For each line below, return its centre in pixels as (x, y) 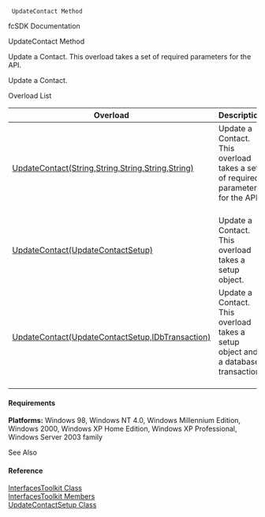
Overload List (30, 96)
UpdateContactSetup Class (52, 505)
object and (238, 352)
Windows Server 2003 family (56, 437)
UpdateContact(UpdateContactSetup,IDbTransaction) (112, 337)
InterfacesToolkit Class (45, 488)
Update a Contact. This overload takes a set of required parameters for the (130, 57)
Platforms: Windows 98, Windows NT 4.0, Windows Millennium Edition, (125, 421)
